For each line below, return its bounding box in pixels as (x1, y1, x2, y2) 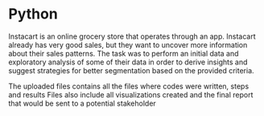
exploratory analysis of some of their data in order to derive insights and (8, 57, 248, 67)
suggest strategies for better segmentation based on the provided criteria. (8, 65, 255, 75)
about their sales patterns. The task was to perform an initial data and (8, 48, 239, 58)
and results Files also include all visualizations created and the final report (8, 89, 254, 99)
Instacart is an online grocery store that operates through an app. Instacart (8, 31, 256, 41)
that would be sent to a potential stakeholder (8, 98, 157, 108)
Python (8, 5, 58, 23)
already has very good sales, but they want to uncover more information (8, 39, 248, 49)
